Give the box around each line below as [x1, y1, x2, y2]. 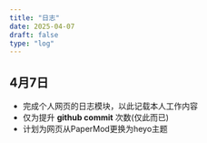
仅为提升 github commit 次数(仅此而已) [22, 112, 170, 123]
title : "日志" [9, 13, 61, 23]
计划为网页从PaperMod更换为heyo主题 [22, 124, 168, 135]
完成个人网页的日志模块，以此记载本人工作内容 [22, 101, 198, 112]
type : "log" [9, 38, 54, 48]
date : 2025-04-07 [9, 22, 75, 31]
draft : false [9, 30, 59, 39]
